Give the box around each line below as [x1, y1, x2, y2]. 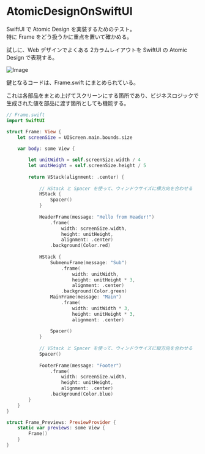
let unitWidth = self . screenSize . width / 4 [28, 157, 141, 163]
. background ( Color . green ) [61, 288, 127, 294]
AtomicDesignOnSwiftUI [6, 4, 133, 18]
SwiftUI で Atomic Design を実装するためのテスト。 [6, 25, 136, 33]
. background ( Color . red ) [50, 243, 111, 249]
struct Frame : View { [6, 128, 62, 135]
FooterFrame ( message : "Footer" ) [39, 362, 122, 369]
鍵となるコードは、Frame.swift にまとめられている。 [6, 79, 140, 86]
